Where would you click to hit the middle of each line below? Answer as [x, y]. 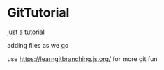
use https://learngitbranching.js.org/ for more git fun [82, 59]
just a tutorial [26, 32]
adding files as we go [38, 45]
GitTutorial [38, 13]
